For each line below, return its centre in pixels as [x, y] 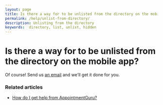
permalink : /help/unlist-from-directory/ [48, 18]
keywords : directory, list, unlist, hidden [51, 27]
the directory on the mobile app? [72, 61]
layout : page [18, 9]
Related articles [24, 87]
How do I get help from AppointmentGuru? [54, 98]
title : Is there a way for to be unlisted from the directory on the [77, 14]
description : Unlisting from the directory [50, 23]
